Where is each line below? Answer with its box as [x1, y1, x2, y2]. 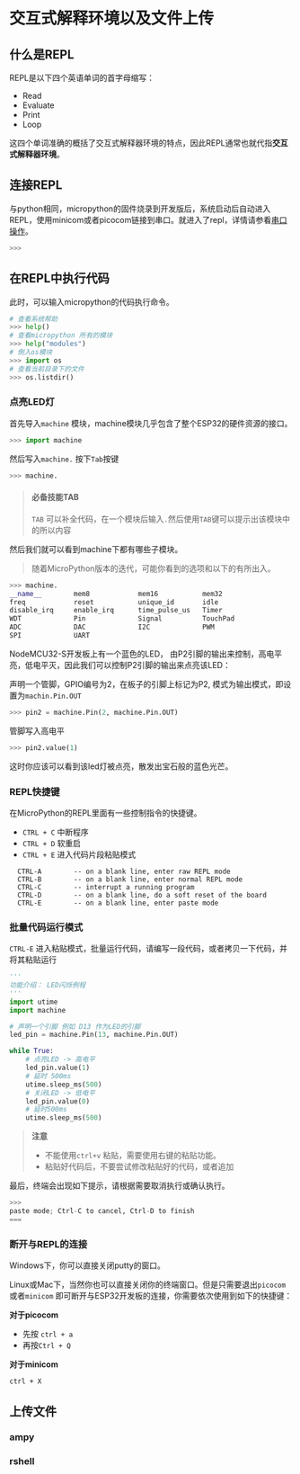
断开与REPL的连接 [9, 1237, 88, 1250]
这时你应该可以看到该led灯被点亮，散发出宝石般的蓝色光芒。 [9, 761, 234, 772]
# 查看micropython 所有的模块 [9, 331, 113, 340]
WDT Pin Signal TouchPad [9, 614, 235, 623]
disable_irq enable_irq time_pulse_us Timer [9, 606, 223, 615]
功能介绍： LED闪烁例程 [9, 981, 86, 990]
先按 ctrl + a [22, 1328, 74, 1340]
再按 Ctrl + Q [22, 1340, 72, 1351]
